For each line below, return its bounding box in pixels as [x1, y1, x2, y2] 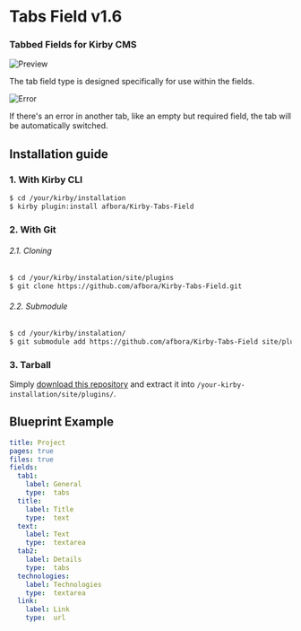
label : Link [25, 605, 70, 614]
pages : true [9, 446, 54, 455]
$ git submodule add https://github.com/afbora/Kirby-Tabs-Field [9, 337, 258, 346]
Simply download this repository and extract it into [9, 379, 195, 390]
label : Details [25, 555, 82, 565]
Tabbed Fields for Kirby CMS [9, 39, 137, 51]
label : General [25, 480, 82, 489]
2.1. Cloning [9, 245, 52, 257]
